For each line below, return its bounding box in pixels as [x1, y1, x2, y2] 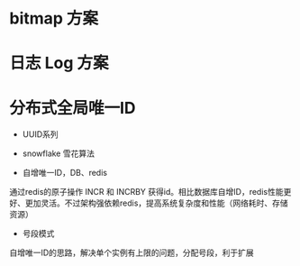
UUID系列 [22, 129, 59, 140]
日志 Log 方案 [9, 53, 109, 73]
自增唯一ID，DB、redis [22, 168, 108, 179]
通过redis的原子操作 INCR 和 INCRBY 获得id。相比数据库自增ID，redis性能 [9, 187, 284, 197]
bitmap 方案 [9, 8, 99, 29]
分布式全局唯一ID [9, 97, 137, 118]
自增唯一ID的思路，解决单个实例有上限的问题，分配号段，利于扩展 [9, 247, 254, 258]
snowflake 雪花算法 [22, 148, 95, 159]
